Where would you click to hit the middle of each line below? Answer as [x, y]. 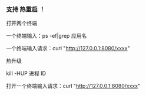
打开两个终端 [21, 23]
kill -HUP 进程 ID [26, 73]
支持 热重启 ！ [26, 9]
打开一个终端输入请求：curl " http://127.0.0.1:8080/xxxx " [73, 86]
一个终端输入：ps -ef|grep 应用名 [47, 36]
